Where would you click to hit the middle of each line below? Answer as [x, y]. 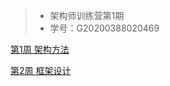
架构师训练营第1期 [87, 15]
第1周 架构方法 [40, 49]
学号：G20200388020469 [104, 28]
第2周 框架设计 [41, 70]
